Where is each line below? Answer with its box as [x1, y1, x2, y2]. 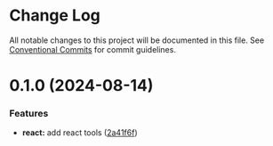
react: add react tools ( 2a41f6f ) [21, 127, 138, 138]
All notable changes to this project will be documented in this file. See [9, 35, 265, 45]
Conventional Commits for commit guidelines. [9, 44, 176, 54]
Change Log [9, 5, 100, 26]
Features [9, 108, 49, 120]
